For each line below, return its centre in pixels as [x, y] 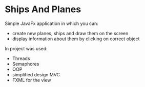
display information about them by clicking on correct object [76, 39]
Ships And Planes [43, 9]
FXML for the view [32, 80]
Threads [21, 58]
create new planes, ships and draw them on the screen [70, 33]
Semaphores [26, 64]
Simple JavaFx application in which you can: [51, 23]
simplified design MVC [36, 74]
